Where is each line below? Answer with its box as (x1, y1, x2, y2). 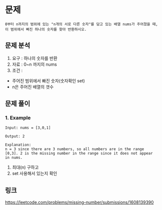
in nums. (5, 155, 23, 160)
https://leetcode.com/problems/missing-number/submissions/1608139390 (5, 199, 154, 205)
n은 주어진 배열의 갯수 (12, 84, 54, 90)
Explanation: (5, 142, 32, 148)
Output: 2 (5, 134, 25, 139)
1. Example (5, 115, 31, 121)
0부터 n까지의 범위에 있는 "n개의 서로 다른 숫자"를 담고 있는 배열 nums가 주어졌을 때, (5, 21, 158, 27)
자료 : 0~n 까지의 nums (12, 61, 57, 67)
